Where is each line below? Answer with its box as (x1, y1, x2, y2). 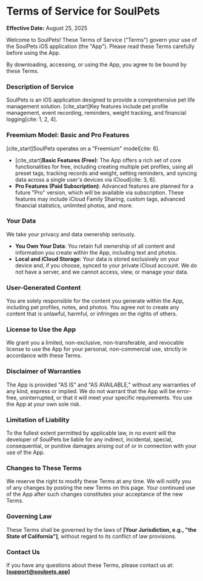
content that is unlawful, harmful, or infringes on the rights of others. (6, 310, 178, 317)
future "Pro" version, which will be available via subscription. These (15, 188, 184, 196)
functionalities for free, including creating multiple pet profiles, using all (15, 163, 193, 170)
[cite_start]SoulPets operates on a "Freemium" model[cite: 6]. (6, 145, 160, 152)
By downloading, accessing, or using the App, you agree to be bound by (6, 61, 187, 68)
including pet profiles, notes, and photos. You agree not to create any (6, 304, 179, 311)
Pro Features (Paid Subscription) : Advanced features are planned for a (15, 182, 194, 190)
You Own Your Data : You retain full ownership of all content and (15, 242, 175, 250)
